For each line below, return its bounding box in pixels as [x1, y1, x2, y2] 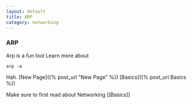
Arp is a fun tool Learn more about [6, 52, 89, 59]
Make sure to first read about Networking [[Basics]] [6, 91, 131, 98]
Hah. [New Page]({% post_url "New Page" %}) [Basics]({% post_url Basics [6, 74, 187, 81]
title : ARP [6, 14, 33, 20]
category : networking [6, 19, 59, 25]
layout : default [6, 8, 46, 15]
